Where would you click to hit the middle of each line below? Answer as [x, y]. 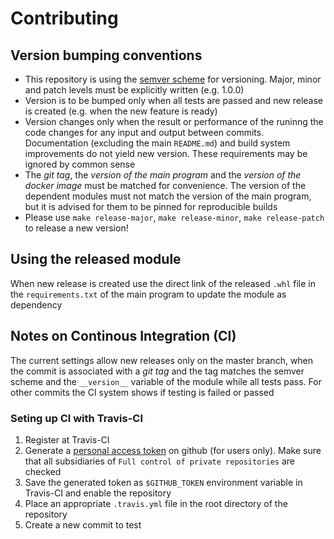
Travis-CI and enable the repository [98, 493]
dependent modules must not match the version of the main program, [168, 196]
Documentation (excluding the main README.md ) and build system [157, 143]
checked [43, 471]
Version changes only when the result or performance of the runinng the [174, 121]
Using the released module [96, 259]
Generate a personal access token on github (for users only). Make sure [173, 450]
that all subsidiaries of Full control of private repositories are [159, 461]
